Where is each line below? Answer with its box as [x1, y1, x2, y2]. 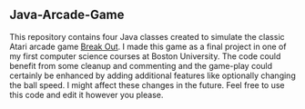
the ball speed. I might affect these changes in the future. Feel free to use [9, 79, 285, 90]
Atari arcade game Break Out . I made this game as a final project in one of [9, 41, 287, 52]
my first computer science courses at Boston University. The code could [9, 50, 281, 62]
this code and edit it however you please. [9, 89, 164, 100]
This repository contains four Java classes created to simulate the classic [9, 31, 285, 42]
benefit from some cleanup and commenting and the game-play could [9, 60, 273, 71]
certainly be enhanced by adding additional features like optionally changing [9, 70, 296, 81]
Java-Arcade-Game [9, 7, 125, 23]
